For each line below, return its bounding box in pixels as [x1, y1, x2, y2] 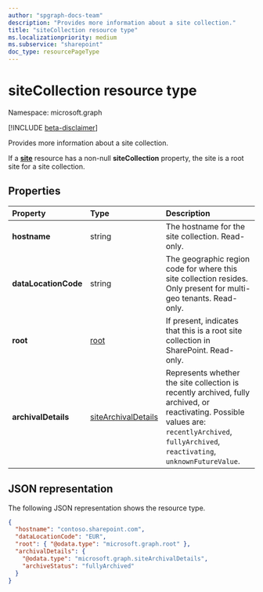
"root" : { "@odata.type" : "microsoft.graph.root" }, [15, 540, 191, 548]
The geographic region [165, 253, 250, 264]
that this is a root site [165, 325, 243, 336]
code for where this [165, 263, 237, 274]
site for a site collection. [8, 162, 85, 171]
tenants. [182, 292, 212, 303]
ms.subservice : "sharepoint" [8, 41, 103, 49]
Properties [8, 185, 61, 198]
